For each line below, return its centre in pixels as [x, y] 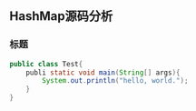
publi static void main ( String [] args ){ [103, 72]
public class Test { [46, 64]
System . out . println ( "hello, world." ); [115, 81]
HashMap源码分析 [61, 16]
